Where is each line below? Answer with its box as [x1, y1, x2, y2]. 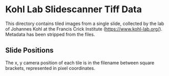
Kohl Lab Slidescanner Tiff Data [5, 4, 142, 15]
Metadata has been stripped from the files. [5, 31, 95, 37]
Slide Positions [5, 46, 54, 55]
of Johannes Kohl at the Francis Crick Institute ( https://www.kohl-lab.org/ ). [5, 26, 162, 32]
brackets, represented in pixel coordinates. [5, 65, 95, 71]
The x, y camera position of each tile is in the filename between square [5, 60, 155, 66]
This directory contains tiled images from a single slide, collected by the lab [5, 20, 164, 27]
